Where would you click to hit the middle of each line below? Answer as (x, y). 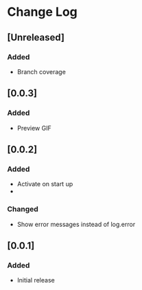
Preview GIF (34, 128)
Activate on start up (45, 184)
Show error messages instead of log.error (76, 224)
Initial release (36, 280)
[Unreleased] (36, 37)
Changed (23, 209)
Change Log (42, 12)
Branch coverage (42, 71)
